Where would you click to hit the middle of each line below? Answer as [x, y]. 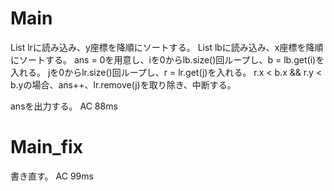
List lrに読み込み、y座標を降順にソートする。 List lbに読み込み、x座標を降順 [167, 47]
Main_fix [46, 147]
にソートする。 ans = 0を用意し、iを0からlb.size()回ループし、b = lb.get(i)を [167, 59]
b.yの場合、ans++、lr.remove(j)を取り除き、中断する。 [123, 84]
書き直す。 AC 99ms [52, 176]
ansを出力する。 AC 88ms [64, 106]
